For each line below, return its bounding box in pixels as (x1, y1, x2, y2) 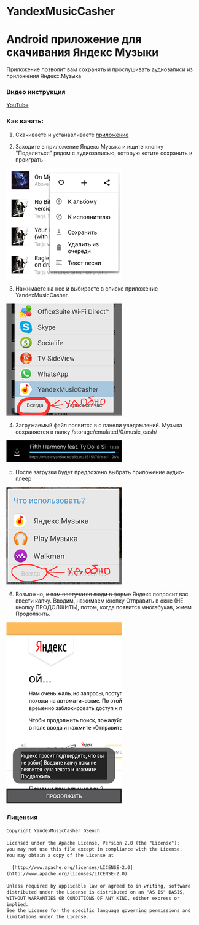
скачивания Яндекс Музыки (6, 45, 159, 60)
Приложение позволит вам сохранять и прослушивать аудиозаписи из (6, 66, 193, 73)
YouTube (6, 101, 29, 109)
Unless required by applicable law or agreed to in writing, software (6, 883, 191, 889)
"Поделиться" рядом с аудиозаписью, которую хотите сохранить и (15, 149, 193, 157)
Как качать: (6, 117, 44, 125)
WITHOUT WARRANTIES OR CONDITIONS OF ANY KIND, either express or (6, 896, 180, 902)
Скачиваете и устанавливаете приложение (15, 131, 129, 138)
